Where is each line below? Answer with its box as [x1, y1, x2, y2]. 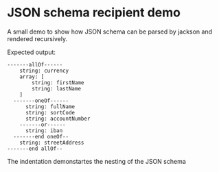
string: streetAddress [19, 139, 84, 146]
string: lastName [32, 85, 81, 92]
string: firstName [32, 79, 84, 86]
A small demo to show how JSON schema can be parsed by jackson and [7, 27, 213, 36]
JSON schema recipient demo [7, 5, 181, 21]
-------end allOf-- [7, 145, 63, 152]
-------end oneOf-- [13, 133, 69, 140]
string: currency [19, 67, 69, 74]
